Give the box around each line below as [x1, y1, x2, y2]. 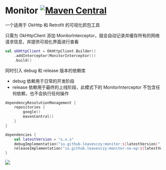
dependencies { [5, 132, 37, 137]
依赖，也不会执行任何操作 [16, 90, 69, 96]
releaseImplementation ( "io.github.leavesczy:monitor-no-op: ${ [14, 146, 145, 151]
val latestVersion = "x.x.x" [14, 137, 74, 142]
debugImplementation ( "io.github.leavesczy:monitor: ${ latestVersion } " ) [14, 141, 163, 146]
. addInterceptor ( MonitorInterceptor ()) [14, 53, 96, 58]
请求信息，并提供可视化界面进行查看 [5, 39, 79, 45]
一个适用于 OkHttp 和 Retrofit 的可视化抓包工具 [5, 22, 100, 28]
